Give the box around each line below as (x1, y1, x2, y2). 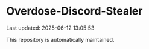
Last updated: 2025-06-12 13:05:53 (6, 24, 95, 31)
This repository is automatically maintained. (6, 36, 115, 43)
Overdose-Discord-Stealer (6, 4, 143, 18)
